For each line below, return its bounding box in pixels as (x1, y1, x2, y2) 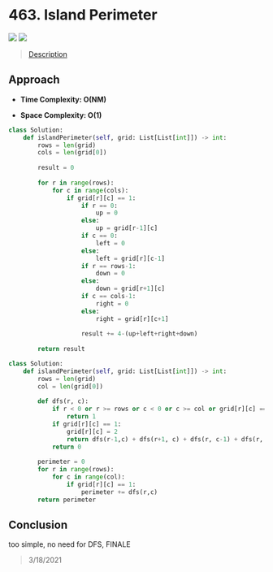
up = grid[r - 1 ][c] (95, 224, 158, 232)
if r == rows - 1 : (80, 262, 136, 270)
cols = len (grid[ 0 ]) (37, 149, 107, 157)
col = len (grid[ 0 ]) (37, 382, 104, 391)
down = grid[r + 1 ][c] (95, 284, 165, 293)
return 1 (66, 413, 96, 421)
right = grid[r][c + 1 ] (95, 314, 169, 323)
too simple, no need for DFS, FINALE (8, 539, 132, 549)
